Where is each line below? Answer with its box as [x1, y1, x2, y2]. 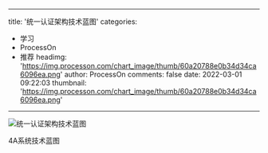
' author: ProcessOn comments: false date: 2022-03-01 [60, 69, 242, 79]
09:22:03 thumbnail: [19, 78, 87, 88]
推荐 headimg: [19, 53, 68, 61]
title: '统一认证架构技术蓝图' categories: [8, 17, 138, 26]
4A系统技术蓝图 [8, 136, 60, 145]
